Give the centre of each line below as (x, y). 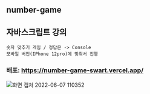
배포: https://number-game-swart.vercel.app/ (75, 70)
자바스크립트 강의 (37, 32)
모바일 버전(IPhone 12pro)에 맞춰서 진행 (52, 54)
